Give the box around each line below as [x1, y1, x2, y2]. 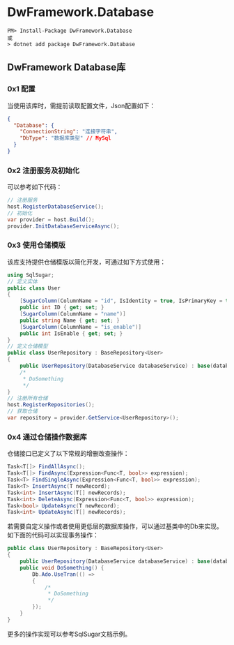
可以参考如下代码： [7, 183, 63, 191]
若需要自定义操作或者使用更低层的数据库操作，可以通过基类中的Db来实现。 [7, 522, 223, 531]
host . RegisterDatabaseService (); [7, 203, 104, 210]
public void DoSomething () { [19, 564, 104, 571]
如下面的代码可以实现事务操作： [7, 531, 99, 540]
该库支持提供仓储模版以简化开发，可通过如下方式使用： [7, 258, 166, 266]
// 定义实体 [7, 278, 38, 285]
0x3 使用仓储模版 [7, 240, 66, 250]
